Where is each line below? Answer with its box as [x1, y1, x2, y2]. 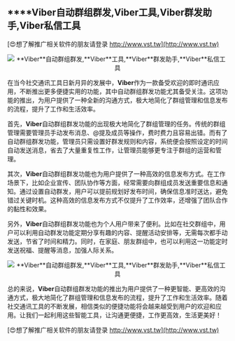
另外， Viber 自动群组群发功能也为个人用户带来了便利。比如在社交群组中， [7, 220, 220, 228]
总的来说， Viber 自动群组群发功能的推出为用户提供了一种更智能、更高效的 [7, 284, 220, 293]
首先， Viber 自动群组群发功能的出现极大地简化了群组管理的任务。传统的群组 [7, 119, 226, 128]
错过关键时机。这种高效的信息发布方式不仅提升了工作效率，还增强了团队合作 [7, 196, 228, 204]
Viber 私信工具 [20, 20, 81, 32]
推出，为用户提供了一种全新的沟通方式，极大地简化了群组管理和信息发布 [19, 95, 228, 104]
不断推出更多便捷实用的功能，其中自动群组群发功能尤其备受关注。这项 [19, 87, 222, 95]
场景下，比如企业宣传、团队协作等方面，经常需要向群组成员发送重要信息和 [7, 178, 222, 187]
